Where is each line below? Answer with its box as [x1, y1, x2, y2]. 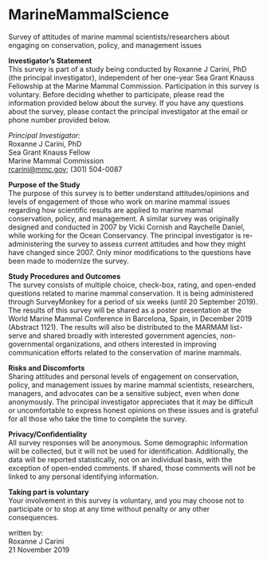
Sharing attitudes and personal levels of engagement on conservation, [8, 371, 239, 381]
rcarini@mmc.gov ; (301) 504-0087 [8, 164, 123, 174]
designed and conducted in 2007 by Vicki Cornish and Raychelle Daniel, [8, 222, 245, 232]
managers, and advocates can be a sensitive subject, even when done [8, 388, 240, 398]
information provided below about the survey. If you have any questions [8, 98, 245, 108]
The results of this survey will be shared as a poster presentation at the [8, 305, 241, 315]
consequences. [8, 512, 60, 522]
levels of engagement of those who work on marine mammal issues [8, 197, 230, 206]
